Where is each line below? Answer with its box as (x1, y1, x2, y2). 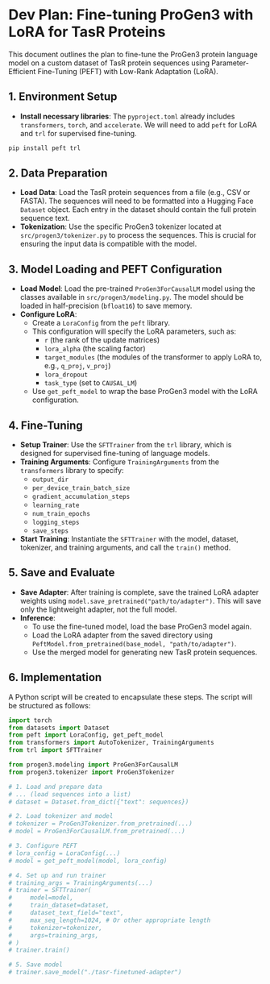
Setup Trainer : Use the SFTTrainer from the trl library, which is (19, 440, 232, 450)
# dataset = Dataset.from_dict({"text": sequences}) (8, 798, 189, 806)
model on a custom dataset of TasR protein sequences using (8, 58, 210, 68)
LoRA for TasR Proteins (8, 23, 166, 41)
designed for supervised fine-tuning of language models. (19, 449, 210, 459)
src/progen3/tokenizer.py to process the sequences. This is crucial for (19, 230, 256, 240)
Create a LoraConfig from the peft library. (31, 318, 171, 328)
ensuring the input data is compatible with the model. (19, 239, 197, 249)
